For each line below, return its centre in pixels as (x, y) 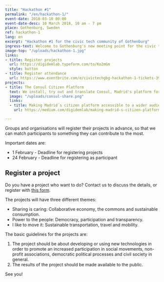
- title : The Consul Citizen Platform (44, 87)
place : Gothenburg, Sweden (32, 28)
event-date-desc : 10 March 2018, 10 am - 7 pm (53, 23)
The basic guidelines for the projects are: (46, 234)
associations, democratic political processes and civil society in (88, 254)
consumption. (26, 214)
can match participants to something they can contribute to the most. (75, 133)
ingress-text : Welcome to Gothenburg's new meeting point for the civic (81, 46)
